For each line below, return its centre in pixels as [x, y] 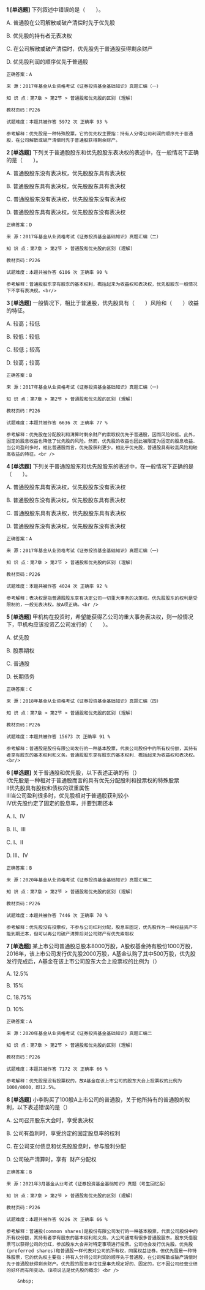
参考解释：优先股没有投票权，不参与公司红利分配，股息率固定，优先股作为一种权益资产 [100, 927]
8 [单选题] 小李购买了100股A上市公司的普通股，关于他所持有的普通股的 [95, 1100]
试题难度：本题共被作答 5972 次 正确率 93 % [57, 122]
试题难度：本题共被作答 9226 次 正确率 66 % [57, 1220]
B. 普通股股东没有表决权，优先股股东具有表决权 [66, 500]
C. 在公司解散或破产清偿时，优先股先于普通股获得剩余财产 [80, 49]
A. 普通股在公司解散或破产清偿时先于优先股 [61, 23]
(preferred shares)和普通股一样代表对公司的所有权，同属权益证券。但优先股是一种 [99, 1251]
